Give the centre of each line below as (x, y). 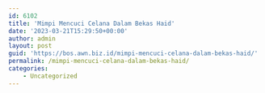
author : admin (32, 38)
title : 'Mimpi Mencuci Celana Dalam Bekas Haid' (92, 23)
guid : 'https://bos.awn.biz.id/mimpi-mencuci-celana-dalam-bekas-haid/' (133, 53)
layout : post (30, 46)
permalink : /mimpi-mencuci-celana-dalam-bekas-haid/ (99, 61)
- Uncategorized (50, 76)
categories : (28, 69)
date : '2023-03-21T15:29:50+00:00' (68, 31)
